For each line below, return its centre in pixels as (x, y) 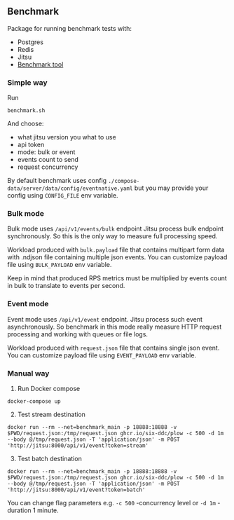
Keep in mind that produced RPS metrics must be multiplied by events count (117, 278)
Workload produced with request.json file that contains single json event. (113, 348)
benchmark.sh (26, 111)
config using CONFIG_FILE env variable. (63, 196)
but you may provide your (171, 188)
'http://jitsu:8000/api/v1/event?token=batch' (76, 490)
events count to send (48, 160)
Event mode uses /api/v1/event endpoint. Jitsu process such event (105, 319)
